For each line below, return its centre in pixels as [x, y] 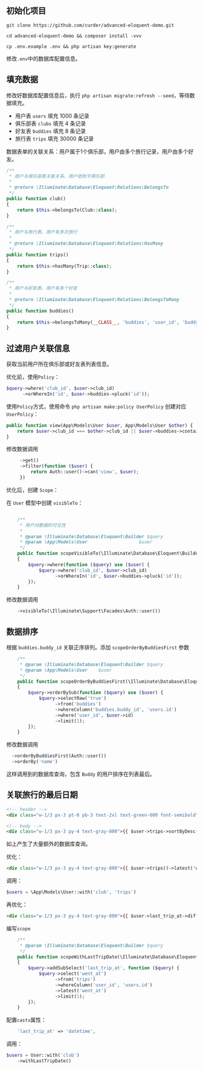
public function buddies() [40, 311]
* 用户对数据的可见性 [43, 525]
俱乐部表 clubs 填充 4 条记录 [50, 123]
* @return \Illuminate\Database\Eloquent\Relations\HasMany [86, 244]
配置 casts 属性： [26, 1020]
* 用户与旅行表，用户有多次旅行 [43, 232]
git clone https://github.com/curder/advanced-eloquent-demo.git [90, 25]
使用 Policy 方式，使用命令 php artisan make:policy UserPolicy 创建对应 [96, 406]
